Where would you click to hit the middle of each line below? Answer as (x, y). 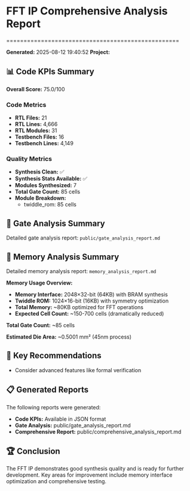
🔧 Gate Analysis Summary (56, 223)
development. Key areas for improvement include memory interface (89, 475)
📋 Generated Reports (47, 390)
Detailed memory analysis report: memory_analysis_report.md (81, 271)
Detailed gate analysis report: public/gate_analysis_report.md (83, 238)
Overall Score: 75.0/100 (36, 89)
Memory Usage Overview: (39, 283)
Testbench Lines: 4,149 (44, 143)
